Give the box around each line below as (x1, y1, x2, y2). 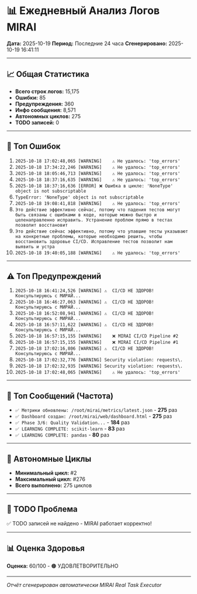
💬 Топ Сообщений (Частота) (6, 391, 113, 401)
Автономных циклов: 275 (15, 112, 81, 120)
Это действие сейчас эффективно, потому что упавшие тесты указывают (15, 228, 189, 234)
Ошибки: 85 (15, 94, 46, 101)
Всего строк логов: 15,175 (15, 88, 80, 95)
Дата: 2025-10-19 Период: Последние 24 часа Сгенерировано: (6, 40, 167, 47)
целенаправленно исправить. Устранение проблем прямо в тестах (15, 217, 173, 223)
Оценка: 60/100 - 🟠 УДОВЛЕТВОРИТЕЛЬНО (6, 562, 119, 569)
